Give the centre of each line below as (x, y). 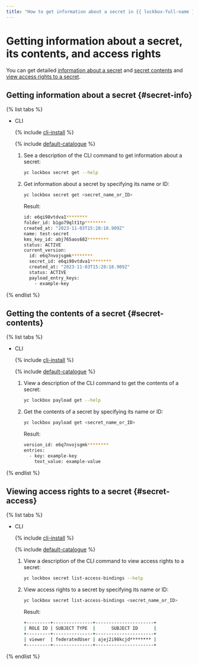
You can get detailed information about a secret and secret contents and (94, 70)
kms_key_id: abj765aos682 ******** (66, 239)
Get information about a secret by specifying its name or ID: (97, 184)
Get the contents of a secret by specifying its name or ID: (93, 412)
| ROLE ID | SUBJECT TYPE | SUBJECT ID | (90, 628)
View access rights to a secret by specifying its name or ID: (96, 590)
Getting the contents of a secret (66, 313)
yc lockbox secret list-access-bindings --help (83, 578)
